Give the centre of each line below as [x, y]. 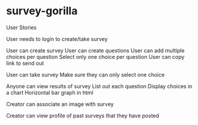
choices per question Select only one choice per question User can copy [95, 57]
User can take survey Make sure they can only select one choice [85, 74]
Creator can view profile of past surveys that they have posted [83, 115]
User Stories [21, 27]
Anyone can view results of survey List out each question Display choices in [99, 86]
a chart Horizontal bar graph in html [50, 92]
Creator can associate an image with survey [60, 104]
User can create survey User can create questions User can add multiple [95, 50]
